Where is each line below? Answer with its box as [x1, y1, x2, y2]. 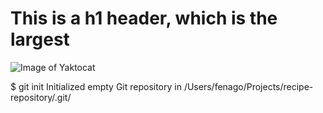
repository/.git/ [10, 91, 72, 103]
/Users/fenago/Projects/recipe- [183, 80, 314, 92]
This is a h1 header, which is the [10, 7, 278, 30]
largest [10, 28, 70, 51]
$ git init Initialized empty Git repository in [10, 80, 182, 92]
